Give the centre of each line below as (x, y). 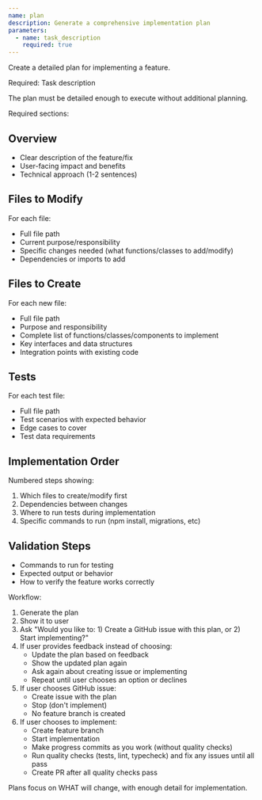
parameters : (28, 30)
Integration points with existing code (79, 352)
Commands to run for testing (66, 565)
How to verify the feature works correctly (87, 582)
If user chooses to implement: (68, 722)
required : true (47, 45)
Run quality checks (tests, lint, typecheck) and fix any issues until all (143, 756)
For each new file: (38, 303)
